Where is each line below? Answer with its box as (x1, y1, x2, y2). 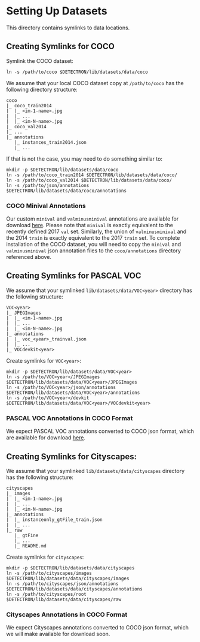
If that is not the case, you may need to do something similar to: (6, 155, 163, 162)
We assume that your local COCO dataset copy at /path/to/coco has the (6, 79, 184, 86)
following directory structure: (6, 86, 78, 93)
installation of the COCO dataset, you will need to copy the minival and (6, 241, 181, 248)
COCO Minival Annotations (6, 201, 87, 210)
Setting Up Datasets (6, 4, 107, 18)
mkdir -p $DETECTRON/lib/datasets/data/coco (6, 167, 119, 173)
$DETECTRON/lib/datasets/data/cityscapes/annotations (6, 586, 143, 592)
